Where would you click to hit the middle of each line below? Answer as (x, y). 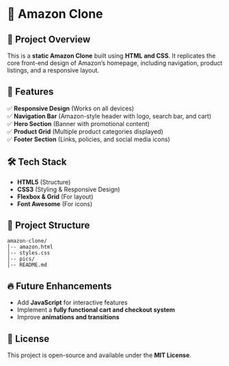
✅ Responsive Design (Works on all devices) (71, 108)
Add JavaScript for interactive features (72, 303)
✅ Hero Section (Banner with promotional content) (79, 123)
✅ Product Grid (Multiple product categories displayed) (85, 131)
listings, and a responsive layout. (53, 70)
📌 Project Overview (49, 39)
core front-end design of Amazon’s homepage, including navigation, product (115, 63)
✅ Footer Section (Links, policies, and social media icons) (89, 139)
